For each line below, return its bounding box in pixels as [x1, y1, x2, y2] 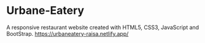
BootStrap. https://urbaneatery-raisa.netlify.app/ [6, 30, 129, 37]
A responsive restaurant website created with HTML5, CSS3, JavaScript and [6, 24, 199, 31]
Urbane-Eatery [6, 4, 85, 18]
